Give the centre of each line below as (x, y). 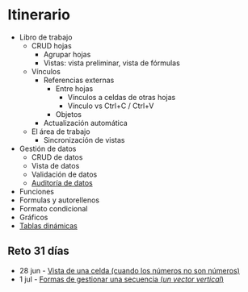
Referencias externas (79, 80)
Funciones (36, 191)
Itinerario (39, 15)
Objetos (69, 114)
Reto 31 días (38, 251)
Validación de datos (64, 174)
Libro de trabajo (46, 37)
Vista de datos (55, 165)
